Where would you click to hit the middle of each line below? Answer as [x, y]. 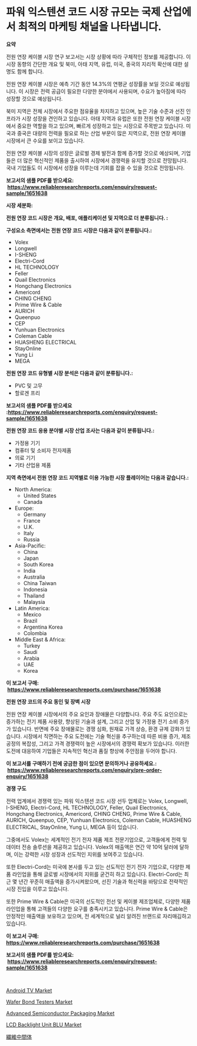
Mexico [32, 614]
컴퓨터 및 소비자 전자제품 [43, 450]
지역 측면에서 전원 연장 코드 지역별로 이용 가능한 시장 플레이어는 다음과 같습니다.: [98, 477]
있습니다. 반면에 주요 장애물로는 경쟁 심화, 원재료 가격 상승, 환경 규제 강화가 [98, 729]
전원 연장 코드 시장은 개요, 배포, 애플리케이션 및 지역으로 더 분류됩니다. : [87, 218]
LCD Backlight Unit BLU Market [44, 1024]
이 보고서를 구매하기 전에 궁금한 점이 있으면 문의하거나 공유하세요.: [81, 763]
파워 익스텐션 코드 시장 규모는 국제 [83, 12]
